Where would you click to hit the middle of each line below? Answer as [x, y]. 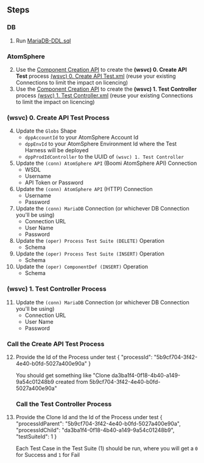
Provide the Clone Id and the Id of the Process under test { [89, 417]
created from [72, 381]
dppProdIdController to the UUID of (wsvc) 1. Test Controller [104, 157]
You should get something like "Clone [63, 375]
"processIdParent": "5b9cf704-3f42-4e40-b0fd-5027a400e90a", [98, 424]
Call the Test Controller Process [64, 404]
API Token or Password [54, 183]
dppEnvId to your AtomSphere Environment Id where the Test [101, 144]
